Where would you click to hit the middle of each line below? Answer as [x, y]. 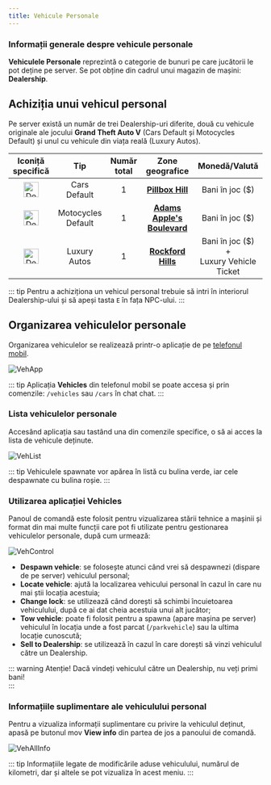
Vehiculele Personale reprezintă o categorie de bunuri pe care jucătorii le [131, 61]
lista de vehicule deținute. [51, 440]
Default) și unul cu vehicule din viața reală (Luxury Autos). [104, 141]
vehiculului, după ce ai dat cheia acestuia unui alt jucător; [115, 610]
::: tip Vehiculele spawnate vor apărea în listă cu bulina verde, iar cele [123, 471]
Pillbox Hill [167, 189]
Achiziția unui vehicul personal [88, 105]
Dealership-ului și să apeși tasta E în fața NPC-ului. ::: [97, 300]
